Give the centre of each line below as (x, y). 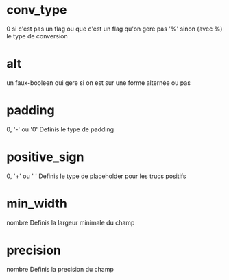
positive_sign (45, 157)
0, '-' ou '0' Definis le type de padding (60, 129)
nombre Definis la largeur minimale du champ (71, 222)
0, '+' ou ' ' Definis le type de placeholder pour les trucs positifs (96, 176)
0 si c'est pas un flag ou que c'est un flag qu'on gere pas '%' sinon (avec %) (114, 29)
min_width (37, 203)
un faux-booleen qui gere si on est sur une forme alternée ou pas (99, 82)
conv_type (37, 10)
